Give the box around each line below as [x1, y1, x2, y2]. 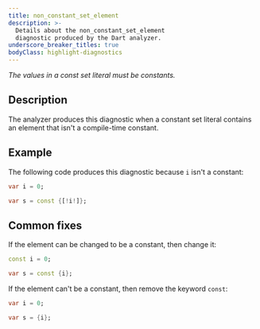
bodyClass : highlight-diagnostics [8, 48, 123, 56]
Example [8, 146, 52, 160]
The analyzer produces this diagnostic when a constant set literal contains [8, 114, 252, 124]
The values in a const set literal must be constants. [8, 71, 176, 79]
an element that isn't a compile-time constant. [8, 122, 159, 132]
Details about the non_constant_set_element [15, 26, 165, 34]
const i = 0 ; [8, 255, 52, 263]
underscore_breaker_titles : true [8, 41, 119, 49]
